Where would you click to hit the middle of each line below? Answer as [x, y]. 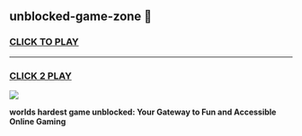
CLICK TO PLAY [44, 42]
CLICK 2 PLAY [40, 75]
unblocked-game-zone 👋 [81, 17]
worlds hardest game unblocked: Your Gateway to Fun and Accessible [143, 112]
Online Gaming [38, 121]
